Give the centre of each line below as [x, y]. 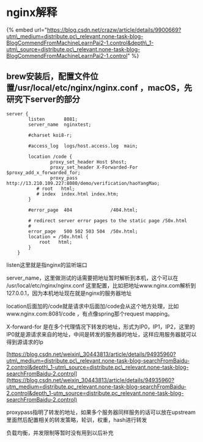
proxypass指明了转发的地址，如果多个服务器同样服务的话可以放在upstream [101, 412]
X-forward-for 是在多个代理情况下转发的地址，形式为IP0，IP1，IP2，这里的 [101, 327]
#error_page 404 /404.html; [83, 210]
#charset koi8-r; [50, 135]
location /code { [50, 156]
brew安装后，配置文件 [48, 77]
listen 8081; [53, 119]
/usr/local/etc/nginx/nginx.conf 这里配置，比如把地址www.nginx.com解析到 [101, 285]
